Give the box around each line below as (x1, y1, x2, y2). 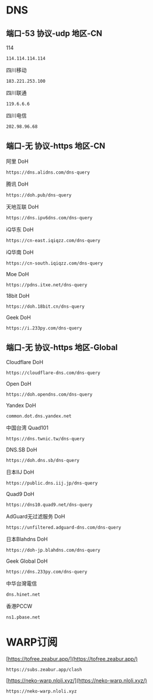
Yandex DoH (6, 402, 36, 409)
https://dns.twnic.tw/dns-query (6, 436, 85, 441)
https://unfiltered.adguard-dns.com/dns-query (6, 524, 121, 531)
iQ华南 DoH (6, 249, 34, 256)
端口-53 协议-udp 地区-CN (6, 28, 103, 38)
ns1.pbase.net (6, 614, 41, 620)
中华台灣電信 (6, 580, 37, 587)
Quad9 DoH (6, 490, 34, 497)
